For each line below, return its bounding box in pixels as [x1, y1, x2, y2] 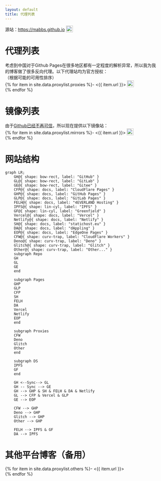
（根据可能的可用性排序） [5, 74, 57, 81]
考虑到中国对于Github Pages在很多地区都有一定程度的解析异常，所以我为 [5, 62, 152, 69]
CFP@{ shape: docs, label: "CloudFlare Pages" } [14, 187, 115, 192]
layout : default [5, 7, 38, 12]
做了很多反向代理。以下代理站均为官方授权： [18, 69, 108, 74]
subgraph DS [14, 359, 38, 364]
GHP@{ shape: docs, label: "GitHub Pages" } [14, 192, 106, 196]
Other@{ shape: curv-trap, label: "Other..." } [14, 247, 112, 252]
